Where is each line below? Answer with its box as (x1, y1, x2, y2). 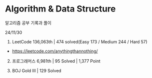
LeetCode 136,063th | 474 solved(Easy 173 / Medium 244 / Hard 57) (12, 39, 148, 44)
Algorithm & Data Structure (5, 3, 116, 14)
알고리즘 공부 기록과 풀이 (5, 20, 52, 26)
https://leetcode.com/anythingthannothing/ (12, 48, 98, 54)
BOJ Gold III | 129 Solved (12, 67, 62, 73)
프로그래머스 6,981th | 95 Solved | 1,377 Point (12, 58, 100, 64)
